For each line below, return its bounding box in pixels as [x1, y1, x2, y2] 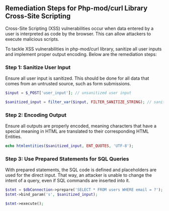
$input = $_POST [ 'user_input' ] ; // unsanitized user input [5, 90, 132, 95]
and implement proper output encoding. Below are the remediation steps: [5, 51, 157, 57]
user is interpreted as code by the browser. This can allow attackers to [5, 30, 151, 37]
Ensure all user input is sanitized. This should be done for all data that [5, 75, 149, 81]
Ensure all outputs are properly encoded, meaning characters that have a [5, 123, 157, 129]
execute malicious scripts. [5, 36, 59, 42]
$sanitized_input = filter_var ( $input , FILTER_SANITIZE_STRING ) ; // [5, 99, 152, 104]
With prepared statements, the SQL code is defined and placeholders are [5, 167, 157, 173]
